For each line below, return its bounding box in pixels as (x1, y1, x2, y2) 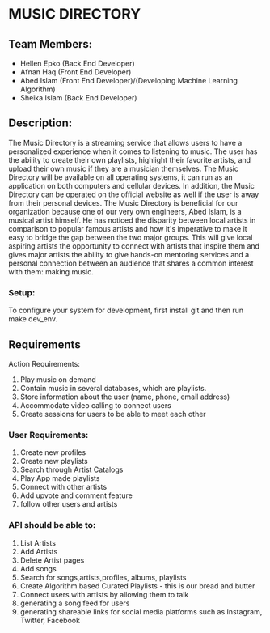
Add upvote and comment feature (19, 491, 133, 500)
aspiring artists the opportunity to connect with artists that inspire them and (8, 240, 260, 251)
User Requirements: (8, 429, 89, 440)
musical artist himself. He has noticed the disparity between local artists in (8, 215, 256, 225)
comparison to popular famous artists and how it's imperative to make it (8, 223, 248, 233)
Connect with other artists (19, 482, 108, 492)
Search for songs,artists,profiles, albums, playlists (19, 572, 187, 582)
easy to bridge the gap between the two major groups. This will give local (8, 232, 253, 242)
